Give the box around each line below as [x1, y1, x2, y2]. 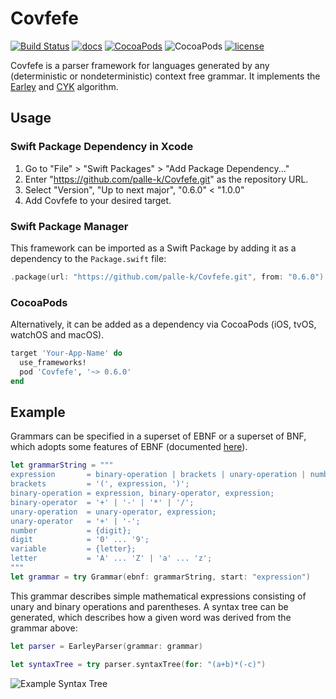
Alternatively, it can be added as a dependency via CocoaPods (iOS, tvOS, [10, 318, 317, 331]
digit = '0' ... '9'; [10, 535, 150, 545]
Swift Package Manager [10, 219, 129, 233]
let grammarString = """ [10, 460, 114, 471]
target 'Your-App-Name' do [10, 348, 123, 359]
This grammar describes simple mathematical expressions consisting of [10, 590, 307, 602]
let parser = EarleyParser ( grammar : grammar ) [10, 641, 203, 651]
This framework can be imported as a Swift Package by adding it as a [10, 242, 297, 254]
